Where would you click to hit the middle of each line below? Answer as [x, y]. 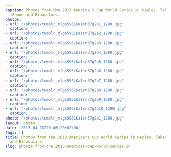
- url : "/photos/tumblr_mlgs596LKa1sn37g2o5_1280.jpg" [65, 62]
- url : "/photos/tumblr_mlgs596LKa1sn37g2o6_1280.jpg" [65, 71]
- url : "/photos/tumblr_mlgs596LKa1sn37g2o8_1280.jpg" [65, 90]
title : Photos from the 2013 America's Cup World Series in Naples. [79, 137]
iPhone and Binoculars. [35, 15]
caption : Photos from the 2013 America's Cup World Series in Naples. [82, 10]
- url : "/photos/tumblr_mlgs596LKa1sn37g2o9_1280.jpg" [65, 99]
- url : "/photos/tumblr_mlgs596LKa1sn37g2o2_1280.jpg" [65, 33]
